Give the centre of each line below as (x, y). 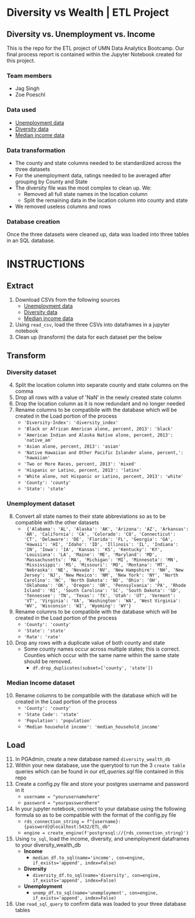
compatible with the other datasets (57, 522)
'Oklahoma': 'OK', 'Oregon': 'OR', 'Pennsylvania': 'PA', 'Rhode (105, 586)
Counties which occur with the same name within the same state (102, 655)
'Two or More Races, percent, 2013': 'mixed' (80, 464)
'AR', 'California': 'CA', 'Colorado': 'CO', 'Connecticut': (100, 534)
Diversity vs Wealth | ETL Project (88, 13)
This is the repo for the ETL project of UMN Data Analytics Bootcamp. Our (95, 48)
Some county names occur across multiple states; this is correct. (102, 649)
